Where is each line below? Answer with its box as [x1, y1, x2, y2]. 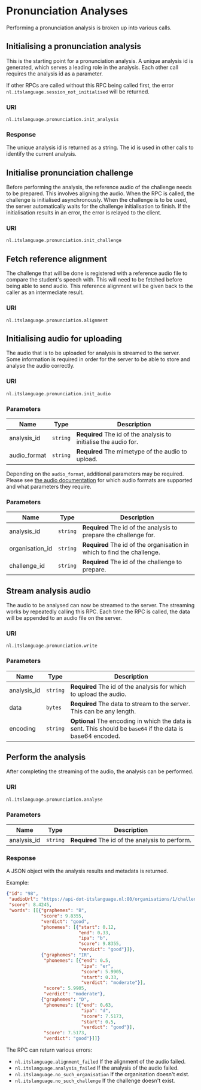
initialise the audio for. [76, 437, 139, 446]
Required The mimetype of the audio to [76, 447, 187, 456]
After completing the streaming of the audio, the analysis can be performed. [6, 768, 194, 775]
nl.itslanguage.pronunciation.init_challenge [6, 238, 121, 244]
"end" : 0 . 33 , [78, 929, 111, 935]
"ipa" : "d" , [81, 1007, 111, 1013]
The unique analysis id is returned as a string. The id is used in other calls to [6, 144, 194, 151]
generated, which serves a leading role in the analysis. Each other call [6, 63, 178, 71]
